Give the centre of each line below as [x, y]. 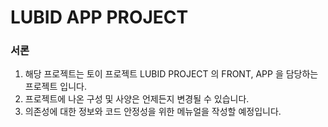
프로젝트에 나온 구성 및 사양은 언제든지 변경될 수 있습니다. [137, 99]
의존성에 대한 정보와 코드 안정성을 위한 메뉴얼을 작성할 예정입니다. [153, 112]
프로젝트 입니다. [55, 87]
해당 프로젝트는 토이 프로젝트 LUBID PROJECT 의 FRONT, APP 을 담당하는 [171, 74]
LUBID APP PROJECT [99, 17]
